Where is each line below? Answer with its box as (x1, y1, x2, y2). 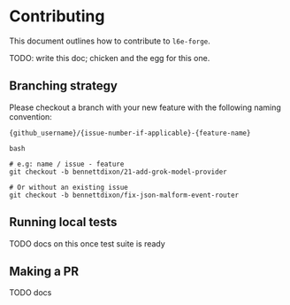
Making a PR (9, 263, 80, 278)
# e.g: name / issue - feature (9, 160, 125, 168)
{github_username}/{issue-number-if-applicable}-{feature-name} (9, 129, 251, 137)
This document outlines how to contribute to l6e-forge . (9, 35, 210, 46)
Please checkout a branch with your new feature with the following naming (9, 102, 281, 113)
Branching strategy (9, 78, 118, 94)
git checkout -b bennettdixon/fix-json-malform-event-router (9, 191, 240, 199)
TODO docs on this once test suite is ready (9, 238, 165, 249)
